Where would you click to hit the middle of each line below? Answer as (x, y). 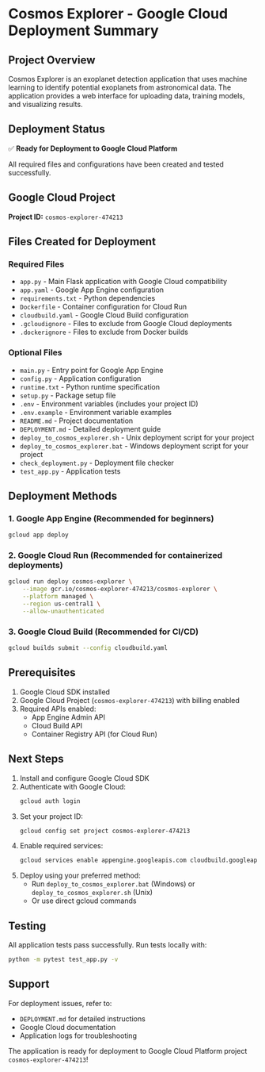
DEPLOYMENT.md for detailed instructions (83, 1018)
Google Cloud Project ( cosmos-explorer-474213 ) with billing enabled (129, 700)
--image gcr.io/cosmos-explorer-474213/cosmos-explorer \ (120, 589)
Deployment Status (57, 129)
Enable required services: (61, 846)
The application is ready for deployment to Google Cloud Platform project (128, 1051)
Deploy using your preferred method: (80, 876)
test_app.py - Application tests (70, 471)
